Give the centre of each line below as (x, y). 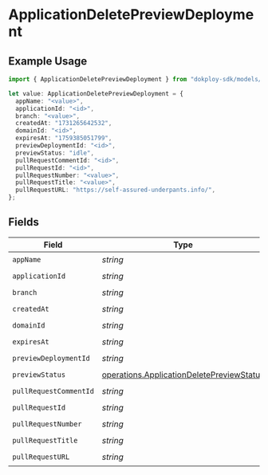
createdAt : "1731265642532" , (64, 124)
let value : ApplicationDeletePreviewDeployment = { (96, 93)
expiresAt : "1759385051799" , (64, 138)
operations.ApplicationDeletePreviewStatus (183, 375)
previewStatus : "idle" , (55, 153)
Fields (24, 222)
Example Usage (48, 61)
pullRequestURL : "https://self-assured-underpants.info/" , (116, 190)
